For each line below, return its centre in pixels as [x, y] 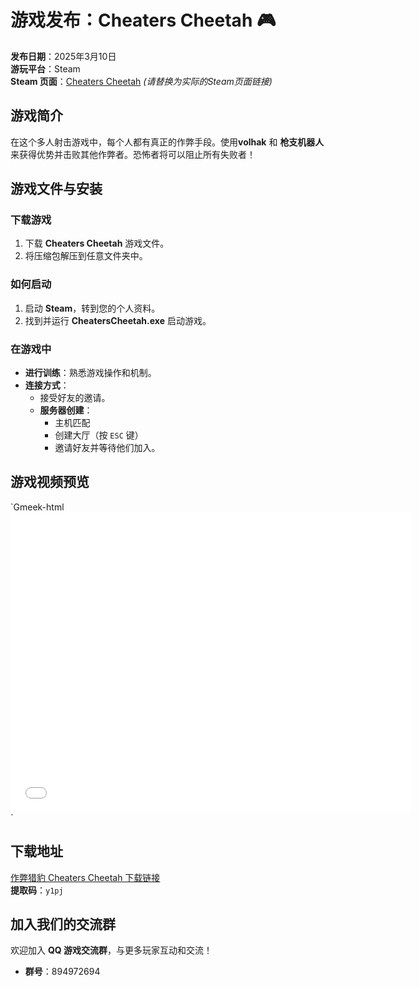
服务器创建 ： [66, 410]
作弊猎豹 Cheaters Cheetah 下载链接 [85, 877]
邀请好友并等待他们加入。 [107, 448]
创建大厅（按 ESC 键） [99, 435]
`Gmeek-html [37, 507]
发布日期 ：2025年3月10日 [63, 56]
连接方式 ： [47, 385]
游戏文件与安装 [56, 189]
